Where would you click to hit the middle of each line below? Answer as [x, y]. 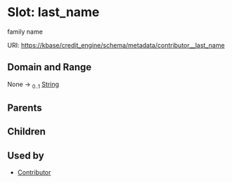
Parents [25, 108]
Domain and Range [50, 67]
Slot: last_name [53, 12]
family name [25, 32]
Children [26, 131]
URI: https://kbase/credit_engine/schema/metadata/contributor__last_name [116, 45]
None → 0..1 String [33, 85]
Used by [26, 155]
